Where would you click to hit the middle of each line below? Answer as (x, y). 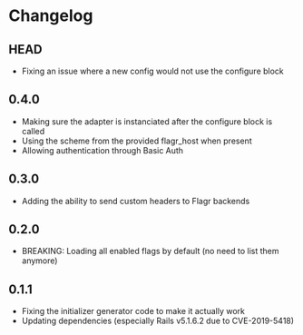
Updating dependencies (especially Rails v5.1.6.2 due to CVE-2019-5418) (158, 321)
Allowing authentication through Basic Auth (102, 150)
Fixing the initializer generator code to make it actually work (133, 311)
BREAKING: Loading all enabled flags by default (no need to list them (150, 251)
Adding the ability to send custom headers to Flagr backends (136, 201)
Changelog (51, 16)
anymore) (39, 261)
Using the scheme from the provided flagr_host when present (137, 141)
